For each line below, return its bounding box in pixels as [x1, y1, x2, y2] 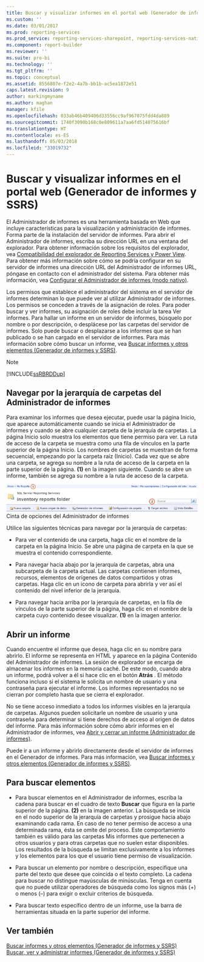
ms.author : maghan [6, 100, 53, 106]
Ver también [6, 926, 54, 936]
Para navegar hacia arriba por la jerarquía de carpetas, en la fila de [15, 598, 182, 606]
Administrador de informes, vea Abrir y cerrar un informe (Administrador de [6, 729, 195, 736]
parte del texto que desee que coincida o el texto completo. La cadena [15, 870, 192, 878]
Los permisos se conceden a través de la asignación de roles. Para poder [6, 301, 190, 308]
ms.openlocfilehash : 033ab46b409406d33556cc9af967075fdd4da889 [6, 113, 170, 119]
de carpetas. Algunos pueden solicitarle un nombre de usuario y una [6, 709, 178, 716]
